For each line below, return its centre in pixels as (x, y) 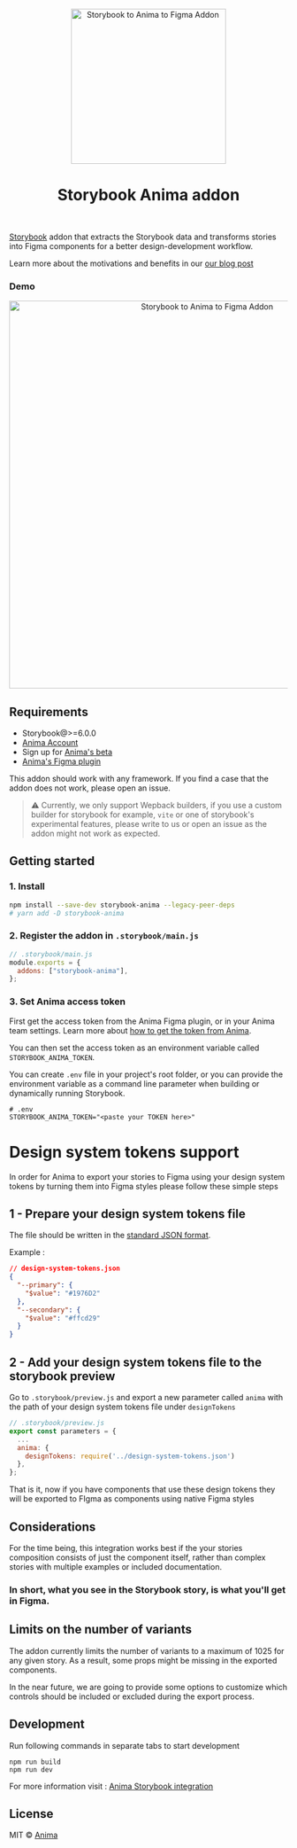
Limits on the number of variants (101, 1630)
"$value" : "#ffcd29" (63, 1318)
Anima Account (50, 743)
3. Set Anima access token (68, 1002)
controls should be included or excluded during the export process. (132, 1696)
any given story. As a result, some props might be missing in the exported (143, 1660)
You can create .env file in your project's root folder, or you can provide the (146, 1074)
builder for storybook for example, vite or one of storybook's (142, 815)
